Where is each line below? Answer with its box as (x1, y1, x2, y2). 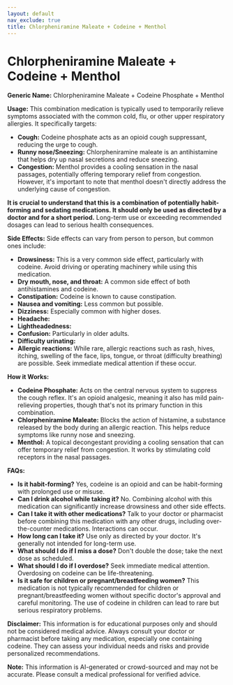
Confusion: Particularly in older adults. (17, 330, 130, 338)
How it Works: (7, 373, 50, 381)
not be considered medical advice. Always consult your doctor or (7, 627, 195, 635)
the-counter (17, 524, 52, 533)
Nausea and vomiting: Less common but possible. (17, 300, 164, 308)
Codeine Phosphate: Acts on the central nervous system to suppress (17, 386, 218, 395)
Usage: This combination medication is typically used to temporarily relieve (7, 105, 225, 113)
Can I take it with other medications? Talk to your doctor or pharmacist (17, 510, 223, 518)
